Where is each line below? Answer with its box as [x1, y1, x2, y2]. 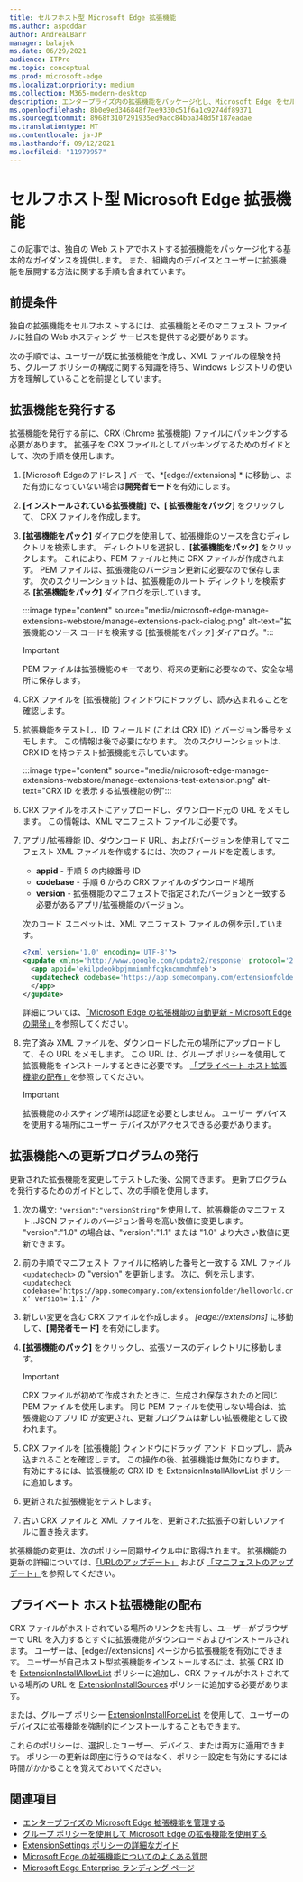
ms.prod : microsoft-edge [9, 72, 103, 81]
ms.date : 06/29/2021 [9, 47, 87, 56]
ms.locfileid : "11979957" [9, 147, 106, 156]
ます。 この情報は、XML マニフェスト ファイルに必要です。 [22, 816, 243, 826]
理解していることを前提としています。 [24, 374, 167, 384]
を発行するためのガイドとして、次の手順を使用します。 [9, 1185, 214, 1196]
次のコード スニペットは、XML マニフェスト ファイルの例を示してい [22, 918, 276, 929]
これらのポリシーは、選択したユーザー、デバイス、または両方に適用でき [9, 1740, 278, 1751]
